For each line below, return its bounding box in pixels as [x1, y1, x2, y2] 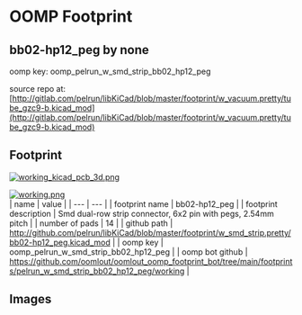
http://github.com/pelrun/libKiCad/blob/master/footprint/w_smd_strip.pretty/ [9, 227, 292, 238]
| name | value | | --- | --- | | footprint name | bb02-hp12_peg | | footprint [9, 198, 279, 209]
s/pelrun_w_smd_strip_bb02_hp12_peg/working [9, 265, 185, 276]
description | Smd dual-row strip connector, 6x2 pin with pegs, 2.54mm [9, 208, 274, 219]
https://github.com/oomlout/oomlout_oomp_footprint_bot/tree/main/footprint [9, 256, 293, 266]
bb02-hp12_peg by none [9, 42, 150, 58]
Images [9, 292, 52, 307]
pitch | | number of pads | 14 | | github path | [9, 218, 173, 229]
